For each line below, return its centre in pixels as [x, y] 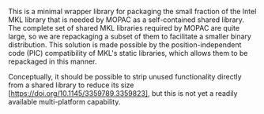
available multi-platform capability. [64, 102]
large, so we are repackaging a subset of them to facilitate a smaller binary [130, 36]
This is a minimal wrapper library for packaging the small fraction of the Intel [132, 11]
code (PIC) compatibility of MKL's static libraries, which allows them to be [128, 53]
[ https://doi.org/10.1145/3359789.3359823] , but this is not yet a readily [123, 93]
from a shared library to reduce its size [71, 85]
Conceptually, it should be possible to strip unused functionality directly [125, 77]
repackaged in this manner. [53, 61]
